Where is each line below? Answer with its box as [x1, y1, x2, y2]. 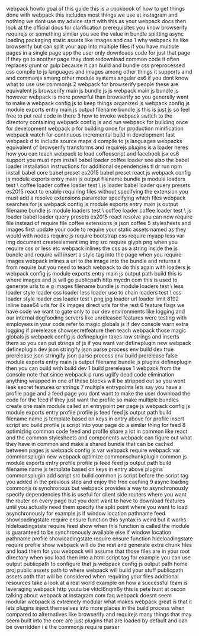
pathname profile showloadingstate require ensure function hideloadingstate [6, 535, 193, 542]
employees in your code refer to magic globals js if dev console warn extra [6, 321, 188, 327]
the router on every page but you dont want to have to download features [6, 497, 185, 504]
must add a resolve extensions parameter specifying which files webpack [6, 194, 186, 201]
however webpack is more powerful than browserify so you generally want [6, 93, 189, 100]
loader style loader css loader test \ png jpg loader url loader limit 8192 [6, 295, 179, 302]
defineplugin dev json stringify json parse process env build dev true [6, 346, 174, 353]
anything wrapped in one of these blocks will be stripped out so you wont [6, 377, 185, 384]
